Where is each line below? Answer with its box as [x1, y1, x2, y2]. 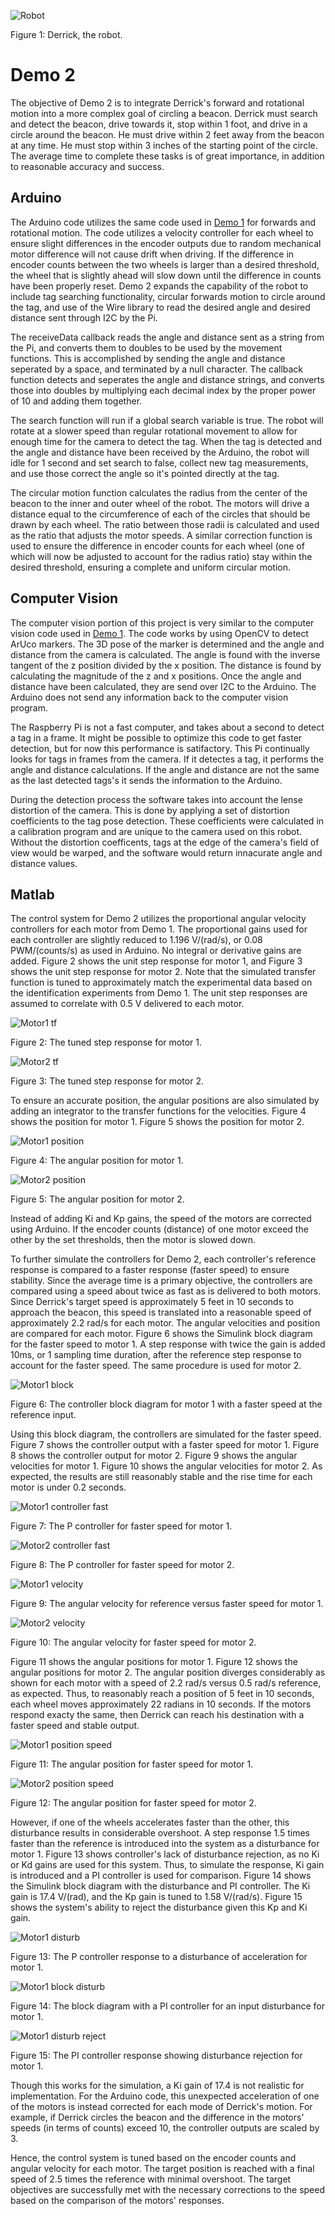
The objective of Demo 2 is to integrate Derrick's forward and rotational [10, 96, 305, 109]
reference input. [10, 1409, 77, 1421]
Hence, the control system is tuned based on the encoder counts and [10, 2152, 297, 2164]
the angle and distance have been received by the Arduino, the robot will [10, 446, 310, 458]
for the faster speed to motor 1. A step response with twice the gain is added [10, 1338, 326, 1350]
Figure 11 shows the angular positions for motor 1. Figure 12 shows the [10, 1656, 298, 1668]
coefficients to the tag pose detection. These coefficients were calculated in [10, 815, 325, 827]
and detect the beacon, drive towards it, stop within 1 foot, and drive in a [10, 118, 308, 130]
